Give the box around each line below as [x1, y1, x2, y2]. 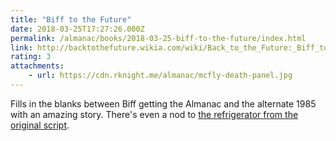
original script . [10, 119, 70, 131]
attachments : [10, 61, 65, 71]
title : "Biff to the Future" [10, 14, 132, 25]
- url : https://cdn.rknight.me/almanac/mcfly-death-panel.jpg [28, 71, 293, 81]
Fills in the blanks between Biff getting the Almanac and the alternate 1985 [10, 97, 317, 110]
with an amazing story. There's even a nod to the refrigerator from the [10, 108, 299, 120]
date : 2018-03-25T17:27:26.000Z [10, 24, 145, 34]
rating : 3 [10, 52, 52, 62]
